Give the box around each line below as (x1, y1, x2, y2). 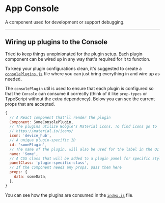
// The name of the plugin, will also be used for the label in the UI (9, 147, 160, 152)
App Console (5, 3, 59, 14)
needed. (5, 76, 22, 82)
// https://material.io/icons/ (9, 129, 74, 134)
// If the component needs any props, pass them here (9, 165, 122, 170)
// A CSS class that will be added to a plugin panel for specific (9, 156, 151, 161)
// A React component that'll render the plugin (9, 115, 111, 120)
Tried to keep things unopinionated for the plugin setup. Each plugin (5, 51, 143, 57)
